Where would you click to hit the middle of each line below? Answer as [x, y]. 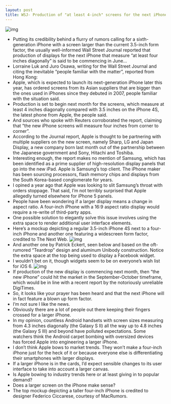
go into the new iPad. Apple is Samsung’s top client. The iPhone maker [87, 169]
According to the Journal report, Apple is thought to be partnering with [87, 136]
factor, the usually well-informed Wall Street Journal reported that [81, 50]
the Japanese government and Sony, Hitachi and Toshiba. [73, 153]
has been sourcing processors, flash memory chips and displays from [86, 174]
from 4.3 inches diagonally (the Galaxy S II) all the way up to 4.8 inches [87, 326]
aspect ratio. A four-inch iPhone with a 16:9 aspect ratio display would [86, 207]
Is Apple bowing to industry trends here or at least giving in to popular [86, 374]
